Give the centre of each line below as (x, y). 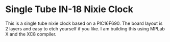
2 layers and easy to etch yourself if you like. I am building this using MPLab (85, 28)
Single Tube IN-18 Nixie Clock (69, 9)
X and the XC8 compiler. (31, 34)
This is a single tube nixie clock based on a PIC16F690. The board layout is (84, 23)
